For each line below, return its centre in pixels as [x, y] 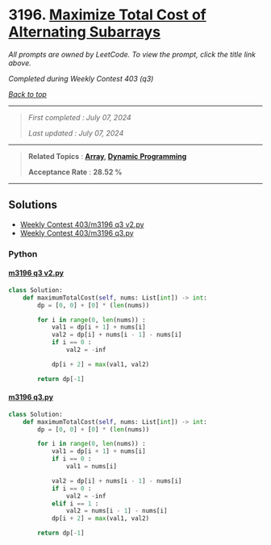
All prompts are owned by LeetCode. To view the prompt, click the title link [132, 54]
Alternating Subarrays [85, 32]
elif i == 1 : [75, 503]
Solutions [33, 205]
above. [20, 63]
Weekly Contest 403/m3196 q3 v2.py [82, 224]
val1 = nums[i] [91, 467]
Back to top [27, 94]
